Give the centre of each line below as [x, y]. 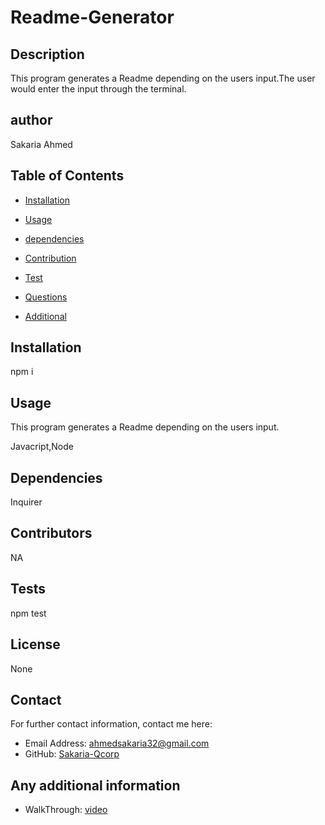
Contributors [51, 533]
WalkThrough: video [66, 810]
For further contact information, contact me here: [111, 724]
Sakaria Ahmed [41, 144]
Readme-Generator [92, 17]
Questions [46, 297]
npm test [28, 613]
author [31, 120]
